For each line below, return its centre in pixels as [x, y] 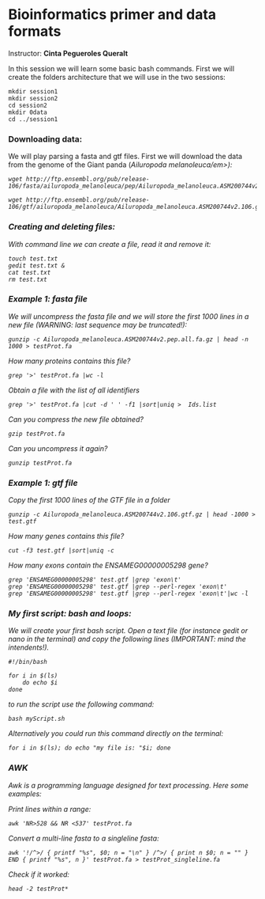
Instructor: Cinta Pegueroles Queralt [68, 53]
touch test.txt [33, 259]
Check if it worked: [39, 874]
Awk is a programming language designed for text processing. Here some [128, 785]
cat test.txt [30, 272]
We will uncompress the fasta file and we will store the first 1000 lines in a [129, 316]
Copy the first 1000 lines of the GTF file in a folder [90, 500]
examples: [25, 794]
